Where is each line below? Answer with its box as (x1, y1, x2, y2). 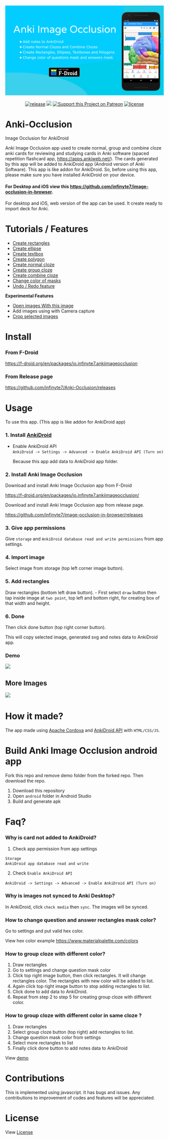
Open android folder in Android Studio (12, 793, 92, 799)
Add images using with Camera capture (12, 308, 95, 314)
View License (5, 1129, 33, 1135)
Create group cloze (12, 266, 53, 273)
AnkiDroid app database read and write (5, 861, 89, 866)
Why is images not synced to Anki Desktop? (5, 892, 115, 899)
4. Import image (5, 554, 45, 561)
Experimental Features (5, 293, 54, 299)
